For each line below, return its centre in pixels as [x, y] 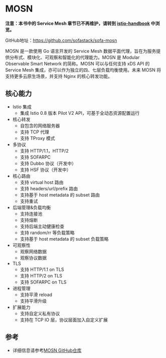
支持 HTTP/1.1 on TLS [42, 269]
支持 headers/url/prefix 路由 [49, 188]
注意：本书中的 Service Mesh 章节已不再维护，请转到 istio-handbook [77, 23]
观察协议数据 [33, 258]
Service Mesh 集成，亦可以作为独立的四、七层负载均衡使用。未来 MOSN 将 [83, 70]
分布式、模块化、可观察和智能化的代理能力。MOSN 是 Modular [74, 57]
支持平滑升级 [33, 301]
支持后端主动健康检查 [42, 226]
